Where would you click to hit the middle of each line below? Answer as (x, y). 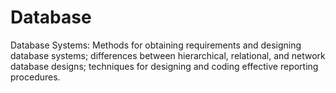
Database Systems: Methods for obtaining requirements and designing (156, 45)
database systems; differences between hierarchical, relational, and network (168, 55)
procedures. (35, 77)
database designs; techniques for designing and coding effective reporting (164, 66)
